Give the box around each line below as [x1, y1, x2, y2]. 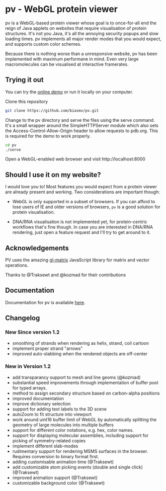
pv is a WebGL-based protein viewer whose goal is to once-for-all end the [5, 20, 157, 26]
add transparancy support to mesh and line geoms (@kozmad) [12, 374, 141, 380]
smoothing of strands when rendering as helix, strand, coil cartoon [12, 340, 149, 346]
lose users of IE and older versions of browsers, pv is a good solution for [12, 204, 161, 210]
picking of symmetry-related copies [12, 437, 86, 443]
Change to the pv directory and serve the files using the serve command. [5, 117, 155, 123]
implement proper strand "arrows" [12, 345, 83, 351]
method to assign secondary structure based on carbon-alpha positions [12, 390, 160, 396]
